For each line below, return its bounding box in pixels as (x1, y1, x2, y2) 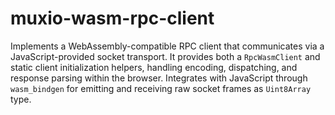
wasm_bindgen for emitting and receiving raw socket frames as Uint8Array (10, 82, 312, 94)
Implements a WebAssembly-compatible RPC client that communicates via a (10, 40, 325, 52)
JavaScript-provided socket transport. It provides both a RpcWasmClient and (10, 50, 321, 62)
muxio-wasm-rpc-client (10, 7, 215, 30)
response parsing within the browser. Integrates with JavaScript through (10, 72, 308, 84)
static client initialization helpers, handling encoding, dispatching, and (10, 61, 298, 73)
